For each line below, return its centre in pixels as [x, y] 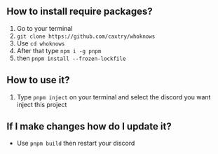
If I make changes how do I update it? [89, 126]
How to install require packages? [80, 12]
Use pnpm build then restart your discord [76, 143]
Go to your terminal [45, 28]
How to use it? [38, 80]
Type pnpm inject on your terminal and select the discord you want [114, 97]
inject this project [42, 104]
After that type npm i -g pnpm [59, 50]
